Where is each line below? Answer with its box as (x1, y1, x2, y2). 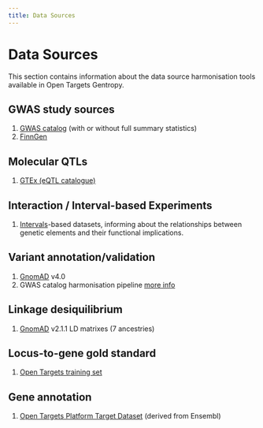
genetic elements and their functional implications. (19, 228, 183, 237)
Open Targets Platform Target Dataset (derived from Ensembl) (19, 411, 222, 421)
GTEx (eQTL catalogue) (19, 176, 96, 185)
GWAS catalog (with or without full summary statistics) (19, 124, 198, 133)
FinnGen (19, 132, 47, 142)
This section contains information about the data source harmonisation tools (8, 72, 256, 81)
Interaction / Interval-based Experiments (8, 199, 213, 212)
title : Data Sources (8, 11, 76, 20)
